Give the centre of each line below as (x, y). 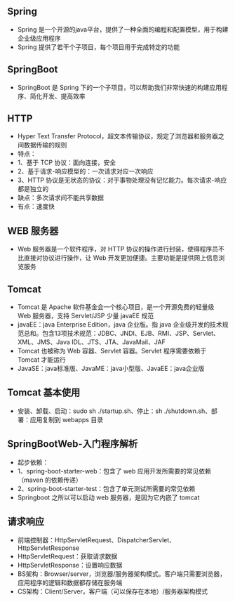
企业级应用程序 (39, 38)
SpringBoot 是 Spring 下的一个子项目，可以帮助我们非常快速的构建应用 (120, 87)
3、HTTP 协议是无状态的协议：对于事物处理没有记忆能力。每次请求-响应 (122, 180)
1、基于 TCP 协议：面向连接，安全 (67, 163)
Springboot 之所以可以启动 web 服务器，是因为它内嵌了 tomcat (108, 497)
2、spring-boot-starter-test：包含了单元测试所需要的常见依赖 (106, 488)
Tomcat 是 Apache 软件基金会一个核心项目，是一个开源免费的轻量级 (116, 307)
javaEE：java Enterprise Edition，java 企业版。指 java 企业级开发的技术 (120, 325)
